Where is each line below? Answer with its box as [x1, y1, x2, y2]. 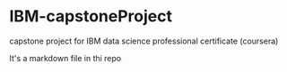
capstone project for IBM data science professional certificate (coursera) [9, 36, 279, 46]
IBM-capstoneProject [9, 6, 173, 27]
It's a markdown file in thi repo [9, 52, 122, 63]
